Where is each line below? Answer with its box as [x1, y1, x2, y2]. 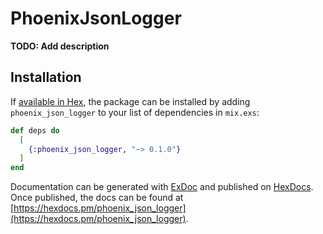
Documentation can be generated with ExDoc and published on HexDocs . [10, 181, 314, 193]
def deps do [10, 125, 60, 136]
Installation [10, 69, 82, 86]
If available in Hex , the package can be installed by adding [10, 95, 251, 107]
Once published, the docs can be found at [10, 192, 184, 204]
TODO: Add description [10, 40, 110, 52]
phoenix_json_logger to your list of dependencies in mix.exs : [10, 106, 260, 118]
